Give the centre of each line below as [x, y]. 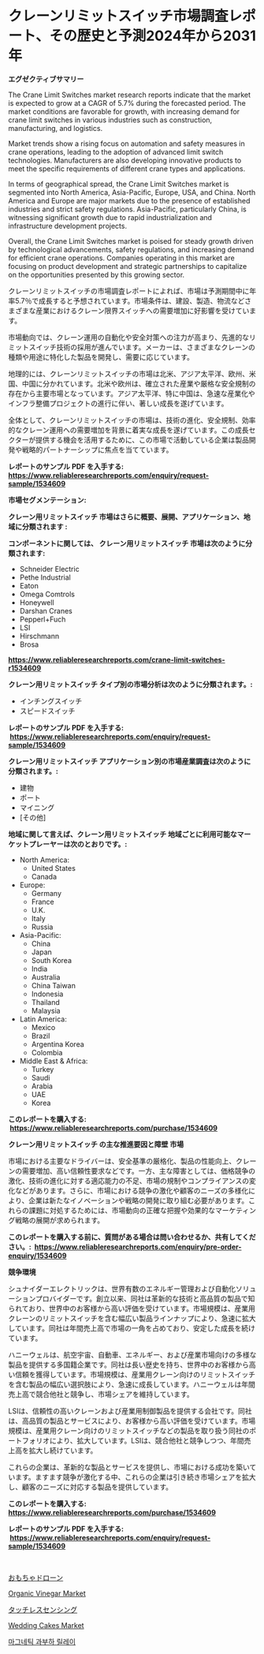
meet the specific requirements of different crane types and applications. [127, 168]
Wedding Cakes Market [46, 1625]
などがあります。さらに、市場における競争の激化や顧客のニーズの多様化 [132, 1190]
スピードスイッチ [47, 711]
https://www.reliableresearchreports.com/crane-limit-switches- [117, 659]
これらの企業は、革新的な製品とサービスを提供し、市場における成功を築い [129, 1467]
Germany [46, 893]
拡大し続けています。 [63, 1450]
